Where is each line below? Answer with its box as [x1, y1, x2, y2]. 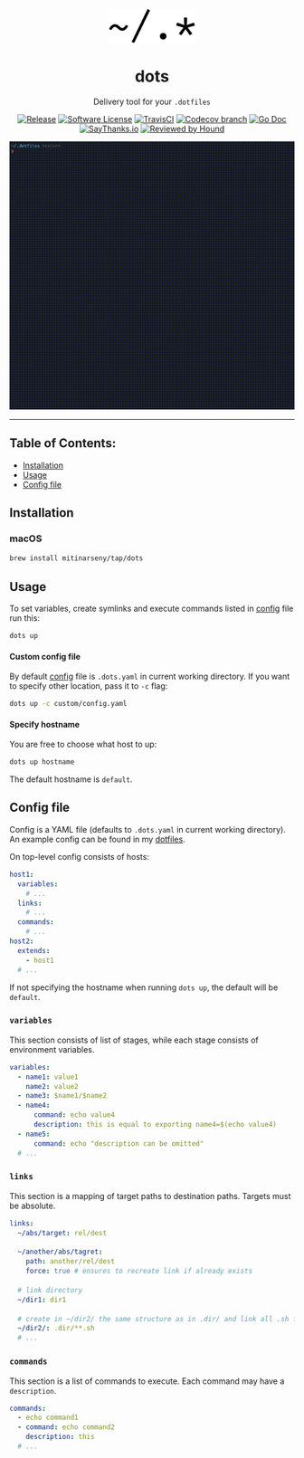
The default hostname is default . [9, 774, 133, 785]
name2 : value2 [25, 1082, 79, 1091]
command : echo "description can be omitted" [33, 1139, 204, 1148]
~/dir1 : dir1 [17, 1295, 67, 1304]
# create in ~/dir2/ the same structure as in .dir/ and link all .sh [17, 1314, 290, 1323]
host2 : [9, 937, 34, 946]
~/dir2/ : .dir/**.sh [17, 1324, 95, 1333]
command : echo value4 [33, 1110, 116, 1120]
